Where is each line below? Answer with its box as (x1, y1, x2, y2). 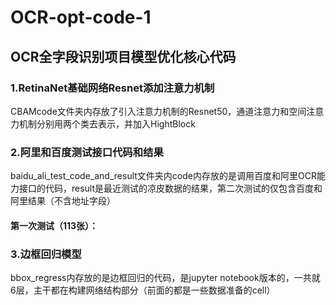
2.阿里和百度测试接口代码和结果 (10, 145, 164, 159)
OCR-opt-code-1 (10, 6, 152, 29)
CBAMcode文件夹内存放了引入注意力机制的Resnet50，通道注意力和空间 (10, 105, 307, 117)
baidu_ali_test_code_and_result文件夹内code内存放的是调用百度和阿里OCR (10, 170, 317, 182)
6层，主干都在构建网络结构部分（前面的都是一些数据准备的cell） (10, 284, 276, 296)
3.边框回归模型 (10, 247, 82, 261)
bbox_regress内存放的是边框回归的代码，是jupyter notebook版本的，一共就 (10, 272, 321, 284)
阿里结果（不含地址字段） (10, 195, 116, 207)
